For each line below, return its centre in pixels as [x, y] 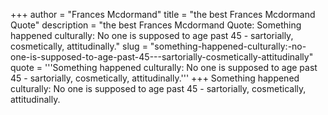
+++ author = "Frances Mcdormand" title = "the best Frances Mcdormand [163, 14]
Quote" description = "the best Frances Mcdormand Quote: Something [156, 25]
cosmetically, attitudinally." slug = [79, 46]
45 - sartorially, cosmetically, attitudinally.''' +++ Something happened [155, 78]
